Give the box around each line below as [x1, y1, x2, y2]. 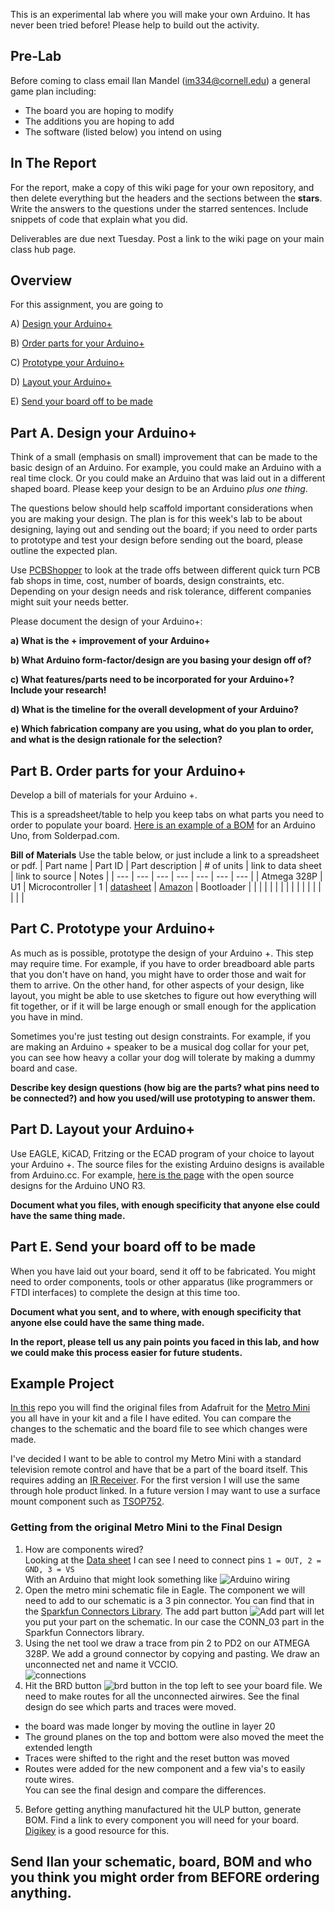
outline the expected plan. [10, 545, 118, 557]
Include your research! [10, 684, 107, 696]
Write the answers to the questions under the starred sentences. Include [10, 202, 309, 214]
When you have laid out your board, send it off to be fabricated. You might [10, 1265, 316, 1277]
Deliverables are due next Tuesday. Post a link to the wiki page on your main [10, 232, 325, 244]
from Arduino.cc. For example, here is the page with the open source [10, 1169, 295, 1181]
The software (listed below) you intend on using [24, 125, 222, 138]
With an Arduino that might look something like [24, 1573, 218, 1585]
